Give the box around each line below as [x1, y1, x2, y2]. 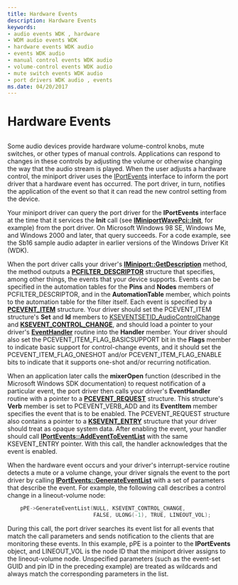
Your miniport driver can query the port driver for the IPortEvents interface [7, 208, 227, 217]
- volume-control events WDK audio [7, 63, 113, 70]
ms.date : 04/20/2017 [7, 83, 69, 90]
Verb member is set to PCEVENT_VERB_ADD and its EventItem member [7, 402, 218, 410]
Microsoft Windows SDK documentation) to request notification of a [7, 379, 206, 388]
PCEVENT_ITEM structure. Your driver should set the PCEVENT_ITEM [7, 305, 212, 313]
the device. [7, 195, 40, 203]
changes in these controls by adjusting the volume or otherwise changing [7, 157, 222, 165]
